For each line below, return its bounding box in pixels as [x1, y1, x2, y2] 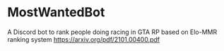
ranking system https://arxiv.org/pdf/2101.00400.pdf [7, 35, 160, 43]
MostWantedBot [7, 4, 105, 21]
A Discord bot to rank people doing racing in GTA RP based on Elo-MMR [7, 28, 218, 36]
